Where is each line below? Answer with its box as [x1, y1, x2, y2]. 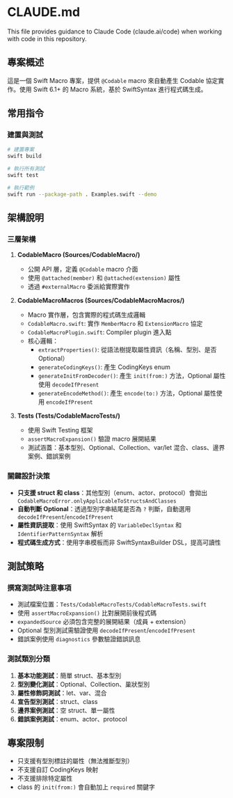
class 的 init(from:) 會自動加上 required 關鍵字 [17, 783, 155, 791]
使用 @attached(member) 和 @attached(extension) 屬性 [27, 274, 181, 282]
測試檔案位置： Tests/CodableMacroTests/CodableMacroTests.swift [17, 600, 207, 609]
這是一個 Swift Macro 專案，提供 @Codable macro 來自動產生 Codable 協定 [7, 76, 218, 84]
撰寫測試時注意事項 [7, 583, 72, 593]
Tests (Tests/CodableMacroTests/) [17, 412, 120, 420]
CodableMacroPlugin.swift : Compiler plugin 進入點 [27, 328, 172, 336]
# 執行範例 [7, 184, 35, 191]
